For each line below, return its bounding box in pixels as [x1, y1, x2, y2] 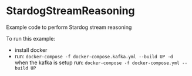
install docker [14, 46, 48, 54]
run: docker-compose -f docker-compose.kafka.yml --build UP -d [14, 52, 173, 60]
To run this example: [6, 35, 56, 42]
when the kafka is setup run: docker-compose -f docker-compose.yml [14, 59, 180, 66]
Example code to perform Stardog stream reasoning [6, 24, 132, 31]
